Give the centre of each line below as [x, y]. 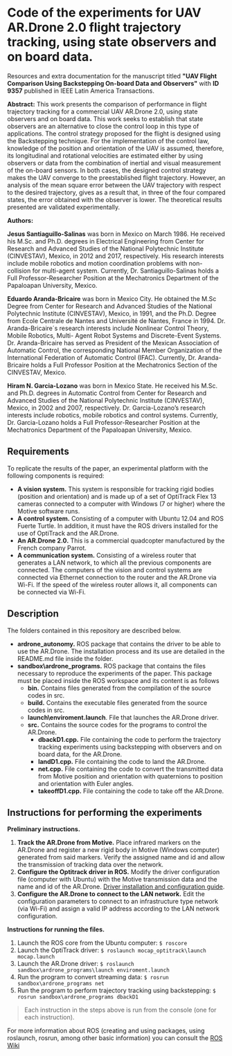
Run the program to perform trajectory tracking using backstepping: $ [116, 990]
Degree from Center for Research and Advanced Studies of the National [110, 306]
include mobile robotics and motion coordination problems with [97, 263]
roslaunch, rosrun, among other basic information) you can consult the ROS [115, 1038]
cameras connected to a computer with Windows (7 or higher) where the [121, 504]
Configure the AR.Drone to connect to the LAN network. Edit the [111, 894]
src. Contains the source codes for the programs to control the [117, 725]
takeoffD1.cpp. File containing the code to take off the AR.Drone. [131, 791]
